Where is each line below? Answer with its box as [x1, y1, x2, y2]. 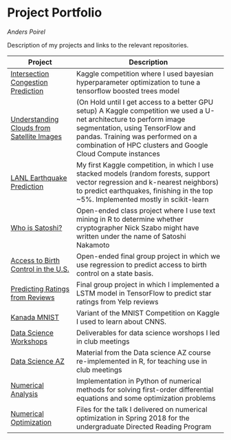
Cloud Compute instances [76, 149, 160, 158]
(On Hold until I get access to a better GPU [76, 97, 214, 107]
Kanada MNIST [10, 312, 60, 322]
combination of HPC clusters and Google [76, 140, 208, 149]
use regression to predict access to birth [76, 260, 208, 269]
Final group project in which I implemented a [76, 280, 220, 289]
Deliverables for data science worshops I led [76, 328, 220, 337]
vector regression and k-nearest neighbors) [76, 177, 219, 187]
